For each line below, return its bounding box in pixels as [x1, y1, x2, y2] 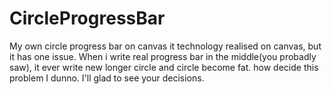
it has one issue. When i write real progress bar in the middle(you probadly [9, 50, 317, 62]
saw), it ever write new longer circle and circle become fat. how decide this [9, 61, 319, 73]
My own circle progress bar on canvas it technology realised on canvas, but [9, 40, 322, 52]
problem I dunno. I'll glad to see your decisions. [9, 72, 205, 84]
